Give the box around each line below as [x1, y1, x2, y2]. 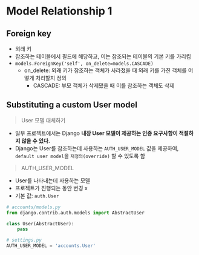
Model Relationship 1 [6, 4, 113, 18]
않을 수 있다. [21, 137, 50, 144]
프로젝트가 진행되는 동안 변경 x [15, 184, 88, 191]
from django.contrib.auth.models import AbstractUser [6, 210, 145, 216]
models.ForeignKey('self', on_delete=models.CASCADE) [15, 61, 154, 67]
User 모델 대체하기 [21, 116, 66, 124]
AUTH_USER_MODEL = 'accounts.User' [6, 243, 96, 249]
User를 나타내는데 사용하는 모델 [15, 177, 91, 184]
